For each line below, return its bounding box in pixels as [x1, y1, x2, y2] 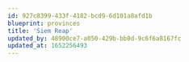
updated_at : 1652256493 [7, 42, 88, 50]
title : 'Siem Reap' [7, 27, 73, 35]
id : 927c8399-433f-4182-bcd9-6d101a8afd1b [7, 11, 153, 20]
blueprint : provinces [7, 19, 81, 27]
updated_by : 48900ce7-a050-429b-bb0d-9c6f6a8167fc [7, 34, 182, 43]
